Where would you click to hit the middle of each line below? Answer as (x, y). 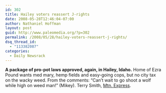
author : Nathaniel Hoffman (33, 23)
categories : (17, 51)
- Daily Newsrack (28, 56)
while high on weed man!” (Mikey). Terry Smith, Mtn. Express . (68, 86)
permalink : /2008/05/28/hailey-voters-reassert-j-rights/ (66, 38)
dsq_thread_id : (21, 42)
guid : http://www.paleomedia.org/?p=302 (48, 33)
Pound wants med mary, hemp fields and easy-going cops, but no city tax (81, 75)
